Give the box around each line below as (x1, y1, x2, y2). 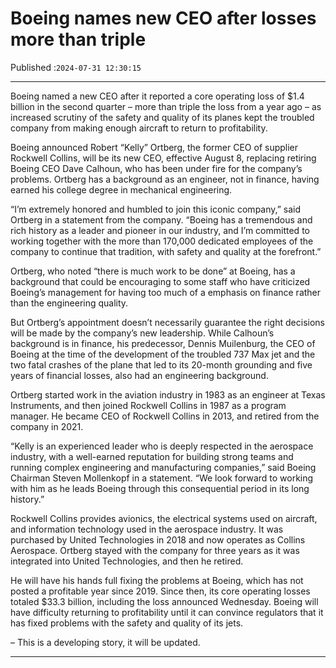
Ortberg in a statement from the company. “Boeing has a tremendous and (10, 213, 313, 226)
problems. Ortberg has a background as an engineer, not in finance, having (10, 173, 320, 185)
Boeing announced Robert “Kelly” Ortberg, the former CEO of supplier (10, 141, 299, 153)
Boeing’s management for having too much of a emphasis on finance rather (10, 286, 322, 298)
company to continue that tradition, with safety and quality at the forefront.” (10, 245, 322, 257)
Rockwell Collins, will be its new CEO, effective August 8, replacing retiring (10, 152, 317, 164)
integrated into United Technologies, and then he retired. (10, 555, 244, 567)
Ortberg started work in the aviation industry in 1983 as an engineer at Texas (10, 388, 326, 401)
